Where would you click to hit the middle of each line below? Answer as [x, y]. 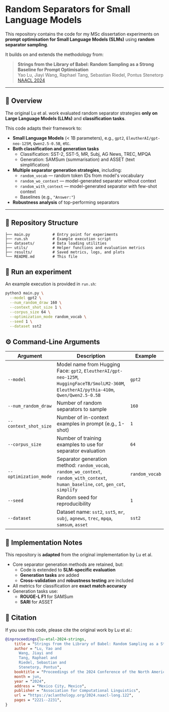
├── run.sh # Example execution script [58, 239]
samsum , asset [72, 524]
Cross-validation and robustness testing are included [77, 580]
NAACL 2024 [31, 80]
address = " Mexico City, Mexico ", [50, 686]
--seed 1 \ [21, 321]
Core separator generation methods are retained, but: [68, 564]
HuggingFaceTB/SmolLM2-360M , [91, 383]
